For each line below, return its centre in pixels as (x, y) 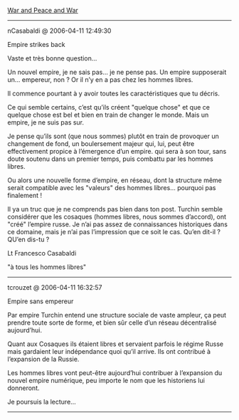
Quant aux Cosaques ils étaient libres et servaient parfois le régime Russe (116, 344)
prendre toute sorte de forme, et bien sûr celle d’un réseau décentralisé (112, 322)
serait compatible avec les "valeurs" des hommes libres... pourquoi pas (112, 188)
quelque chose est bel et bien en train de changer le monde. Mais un (108, 115)
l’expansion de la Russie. (43, 359)
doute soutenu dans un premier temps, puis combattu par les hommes (110, 159)
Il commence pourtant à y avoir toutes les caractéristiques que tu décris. (114, 93)
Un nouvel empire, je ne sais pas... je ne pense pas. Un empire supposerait (117, 72)
